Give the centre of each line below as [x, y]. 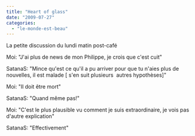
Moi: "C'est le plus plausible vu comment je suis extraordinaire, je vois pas [98, 110]
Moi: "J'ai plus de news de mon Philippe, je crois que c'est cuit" [84, 57]
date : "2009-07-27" [31, 17]
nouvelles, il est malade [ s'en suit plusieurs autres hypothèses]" [86, 75]
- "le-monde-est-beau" [40, 28]
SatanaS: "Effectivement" [37, 128]
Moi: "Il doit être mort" [34, 87]
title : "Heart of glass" [37, 12]
